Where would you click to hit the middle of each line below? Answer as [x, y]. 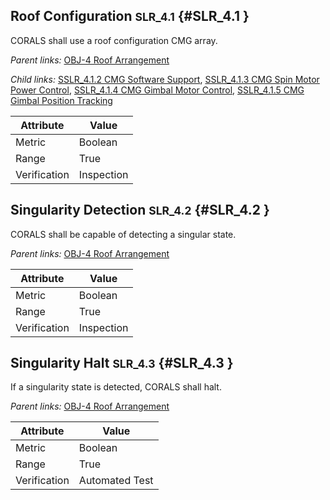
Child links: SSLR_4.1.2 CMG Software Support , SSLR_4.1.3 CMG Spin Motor [165, 79]
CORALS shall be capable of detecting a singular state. [123, 234]
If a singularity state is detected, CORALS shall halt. [116, 387]
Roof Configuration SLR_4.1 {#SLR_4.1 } [130, 16]
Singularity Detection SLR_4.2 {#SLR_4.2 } [140, 210]
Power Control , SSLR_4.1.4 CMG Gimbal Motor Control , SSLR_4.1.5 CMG [157, 90]
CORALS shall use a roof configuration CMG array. [114, 40]
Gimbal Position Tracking [61, 100]
